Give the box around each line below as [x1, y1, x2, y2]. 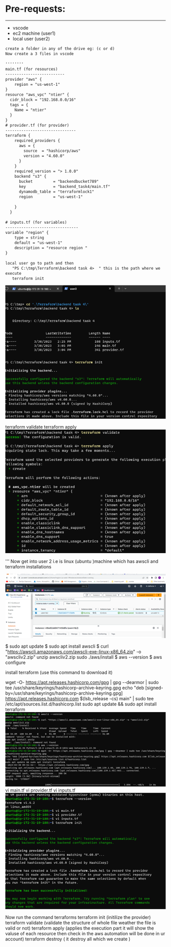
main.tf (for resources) [5, 66, 58, 72]
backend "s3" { [14, 174, 47, 179]
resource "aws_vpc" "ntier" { [5, 92, 70, 97]
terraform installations [5, 564, 52, 570]
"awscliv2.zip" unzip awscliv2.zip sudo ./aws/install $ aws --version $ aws [5, 654, 162, 660]
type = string [14, 235, 44, 240]
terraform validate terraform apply [5, 423, 77, 430]
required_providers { [14, 138, 60, 143]
